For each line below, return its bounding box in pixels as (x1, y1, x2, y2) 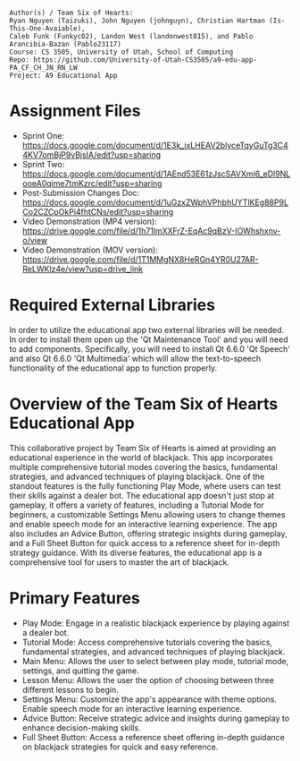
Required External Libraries (9, 295, 216, 315)
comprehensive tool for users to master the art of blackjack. (9, 556, 229, 568)
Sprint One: (21, 130, 65, 141)
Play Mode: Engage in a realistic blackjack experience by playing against (21, 618, 290, 628)
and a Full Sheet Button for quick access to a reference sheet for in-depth (9, 537, 280, 548)
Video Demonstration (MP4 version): (21, 216, 158, 227)
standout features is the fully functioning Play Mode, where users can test (9, 480, 281, 492)
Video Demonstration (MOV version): (21, 244, 158, 255)
